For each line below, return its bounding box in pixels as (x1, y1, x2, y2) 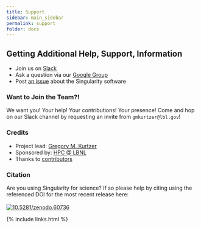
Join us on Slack (15, 65, 57, 72)
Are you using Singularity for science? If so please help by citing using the (6, 184, 192, 191)
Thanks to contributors (15, 155, 73, 162)
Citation (6, 170, 30, 179)
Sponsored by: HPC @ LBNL (15, 149, 87, 156)
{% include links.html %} (6, 215, 68, 223)
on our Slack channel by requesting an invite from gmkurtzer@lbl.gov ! (6, 113, 181, 121)
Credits (6, 129, 29, 137)
